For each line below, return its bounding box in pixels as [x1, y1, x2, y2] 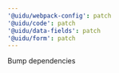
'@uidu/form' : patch [7, 34, 77, 43]
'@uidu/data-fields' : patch [7, 26, 101, 34]
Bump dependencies [7, 56, 76, 66]
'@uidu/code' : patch [7, 19, 77, 27]
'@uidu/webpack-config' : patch [7, 11, 112, 20]
